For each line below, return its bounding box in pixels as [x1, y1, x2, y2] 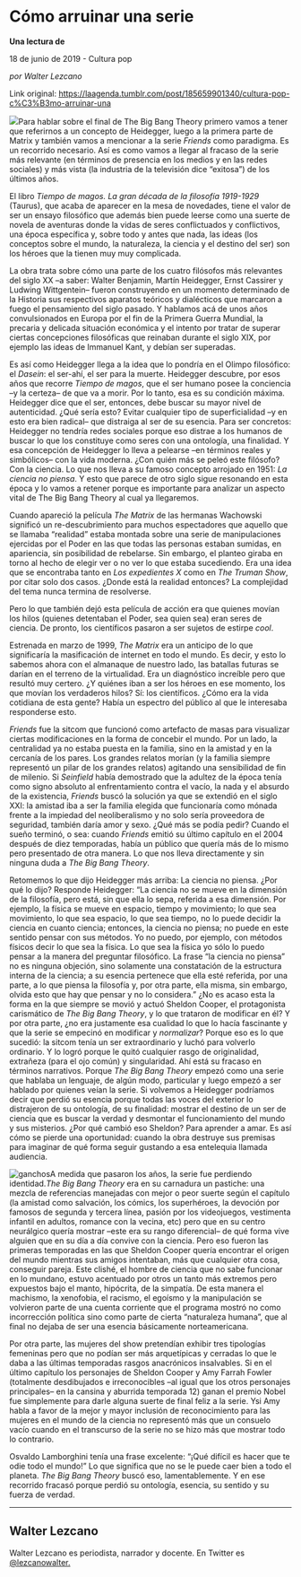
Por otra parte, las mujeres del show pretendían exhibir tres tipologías [9, 1338, 266, 1349]
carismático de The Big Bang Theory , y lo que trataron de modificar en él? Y [9, 1007, 291, 1019]
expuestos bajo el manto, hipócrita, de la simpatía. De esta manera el [9, 1283, 264, 1294]
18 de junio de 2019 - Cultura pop [9, 53, 133, 64]
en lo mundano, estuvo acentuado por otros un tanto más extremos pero [9, 1273, 278, 1284]
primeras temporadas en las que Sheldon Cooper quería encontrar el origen [9, 1244, 289, 1255]
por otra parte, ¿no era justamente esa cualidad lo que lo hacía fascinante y [9, 1017, 288, 1028]
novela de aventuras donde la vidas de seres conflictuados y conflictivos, [9, 219, 280, 230]
